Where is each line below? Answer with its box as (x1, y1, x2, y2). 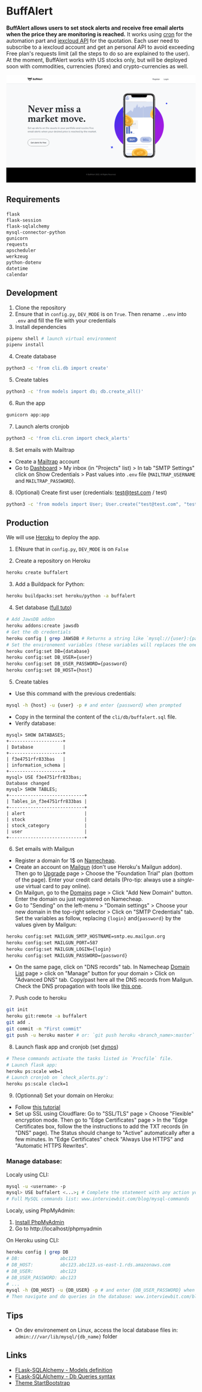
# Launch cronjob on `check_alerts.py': (6, 1075, 109, 1081)
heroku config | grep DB (6, 1249, 69, 1256)
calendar (6, 272, 28, 278)
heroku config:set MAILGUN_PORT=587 (6, 939, 98, 945)
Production (6, 518, 49, 529)
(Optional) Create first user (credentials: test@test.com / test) (14, 489, 167, 496)
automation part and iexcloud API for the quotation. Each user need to (6, 37, 179, 44)
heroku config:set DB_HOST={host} (6, 667, 93, 673)
